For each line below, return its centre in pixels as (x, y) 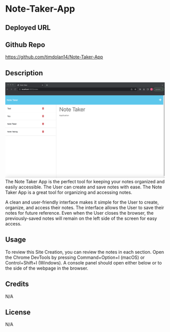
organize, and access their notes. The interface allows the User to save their (85, 207)
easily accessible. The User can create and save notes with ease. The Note (84, 187)
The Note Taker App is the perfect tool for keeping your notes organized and (85, 181)
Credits (17, 284)
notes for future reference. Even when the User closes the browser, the (79, 213)
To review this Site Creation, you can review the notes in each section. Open (85, 252)
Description (24, 73)
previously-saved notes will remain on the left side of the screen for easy (81, 218)
